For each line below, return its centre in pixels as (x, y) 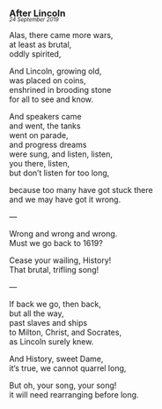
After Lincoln (37, 13)
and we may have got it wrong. (65, 200)
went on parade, (39, 135)
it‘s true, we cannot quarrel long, (68, 368)
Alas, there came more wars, (61, 35)
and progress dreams (48, 145)
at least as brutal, (40, 45)
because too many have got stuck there (81, 190)
